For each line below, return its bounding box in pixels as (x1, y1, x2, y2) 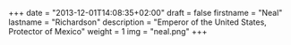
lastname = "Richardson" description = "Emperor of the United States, (8, 17, 268, 27)
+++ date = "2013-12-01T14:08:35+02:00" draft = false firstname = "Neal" (8, 8, 283, 18)
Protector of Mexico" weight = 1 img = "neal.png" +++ (8, 26, 208, 36)
